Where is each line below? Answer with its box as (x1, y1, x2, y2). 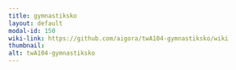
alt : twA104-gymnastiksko (8, 49, 95, 57)
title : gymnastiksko (8, 11, 78, 20)
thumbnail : (8, 42, 45, 50)
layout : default (8, 19, 63, 27)
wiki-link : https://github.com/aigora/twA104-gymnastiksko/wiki (8, 34, 229, 43)
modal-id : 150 (8, 27, 56, 35)
